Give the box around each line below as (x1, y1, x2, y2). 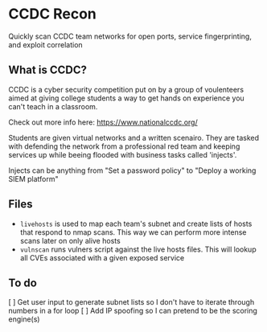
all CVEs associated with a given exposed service (19, 252, 185, 262)
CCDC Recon (8, 5, 97, 23)
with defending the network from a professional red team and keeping (8, 141, 240, 151)
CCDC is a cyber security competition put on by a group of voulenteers (8, 84, 244, 94)
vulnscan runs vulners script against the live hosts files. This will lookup (19, 244, 257, 254)
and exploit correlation (8, 39, 83, 49)
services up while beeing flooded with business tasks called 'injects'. (8, 150, 237, 159)
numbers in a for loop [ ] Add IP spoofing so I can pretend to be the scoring (8, 306, 257, 316)
